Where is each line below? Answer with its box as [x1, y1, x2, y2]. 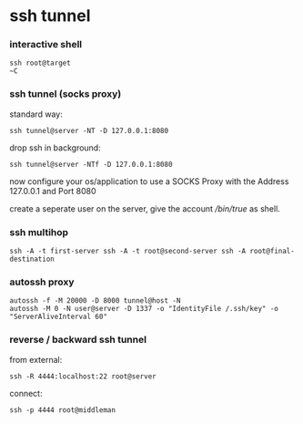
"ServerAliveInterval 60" [9, 312, 107, 322]
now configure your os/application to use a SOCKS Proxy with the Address [9, 175, 289, 187]
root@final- [249, 247, 296, 256]
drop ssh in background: [9, 142, 102, 153]
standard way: [9, 109, 64, 119]
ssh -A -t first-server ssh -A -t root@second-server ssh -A [9, 247, 247, 256]
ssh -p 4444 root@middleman [9, 405, 116, 415]
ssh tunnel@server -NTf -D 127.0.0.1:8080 [9, 160, 173, 169]
